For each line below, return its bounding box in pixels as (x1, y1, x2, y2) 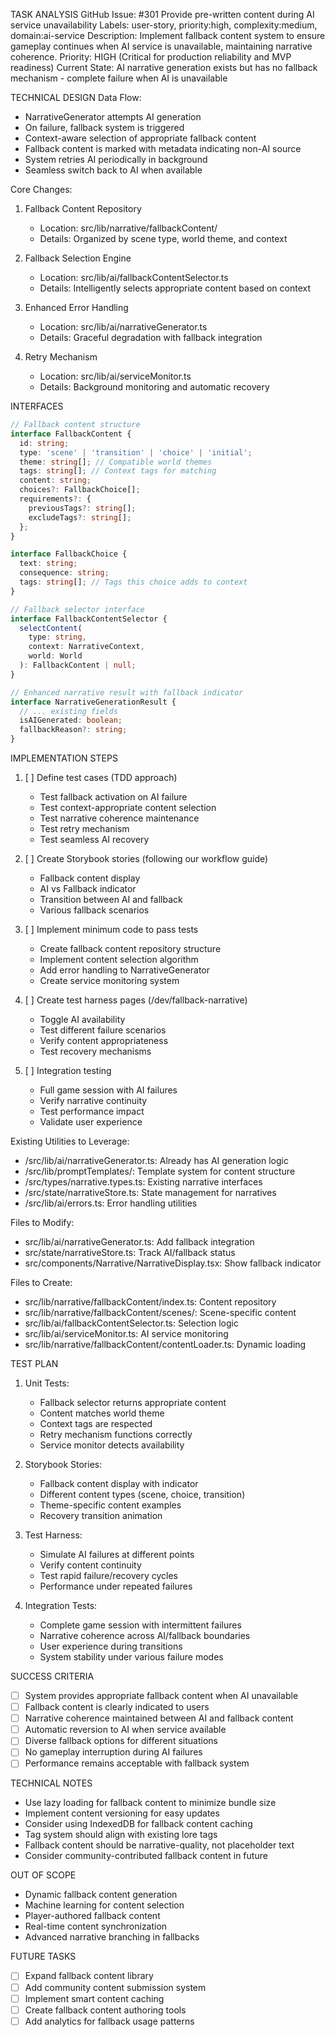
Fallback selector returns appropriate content (39, 1397, 227, 1408)
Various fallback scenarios (39, 904, 150, 916)
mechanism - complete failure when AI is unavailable (10, 72, 228, 84)
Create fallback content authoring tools (24, 2004, 187, 2016)
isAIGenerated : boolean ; (19, 715, 123, 726)
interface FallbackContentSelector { (10, 614, 168, 624)
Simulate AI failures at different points (39, 1549, 195, 1560)
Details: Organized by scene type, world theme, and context (39, 233, 288, 244)
